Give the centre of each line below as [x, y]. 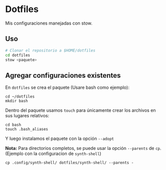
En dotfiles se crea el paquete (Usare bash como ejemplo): [67, 88]
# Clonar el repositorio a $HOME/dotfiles [50, 50]
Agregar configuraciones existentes [63, 75]
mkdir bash [17, 101]
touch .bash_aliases [27, 129]
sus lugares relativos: [27, 116]
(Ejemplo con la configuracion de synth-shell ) [53, 153]
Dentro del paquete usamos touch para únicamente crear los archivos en [80, 110]
